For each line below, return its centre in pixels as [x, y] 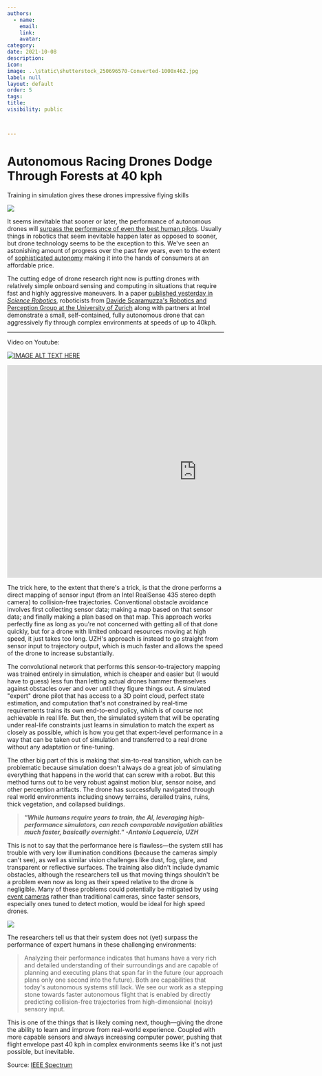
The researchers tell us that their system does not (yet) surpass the [103, 937]
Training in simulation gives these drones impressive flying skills [98, 195]
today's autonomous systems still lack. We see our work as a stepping [124, 987]
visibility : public [35, 109]
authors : [20, 13]
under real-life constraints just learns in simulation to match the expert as [111, 725]
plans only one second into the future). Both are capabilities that [115, 980]
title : [17, 103]
